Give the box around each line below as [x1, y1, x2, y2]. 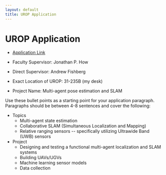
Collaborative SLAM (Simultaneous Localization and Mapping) [19, 123, 147, 129]
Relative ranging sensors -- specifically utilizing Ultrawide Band [19, 128, 150, 134]
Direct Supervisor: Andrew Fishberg [12, 69, 86, 75]
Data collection [19, 165, 51, 171]
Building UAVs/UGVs [19, 155, 62, 161]
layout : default [5, 7, 39, 12]
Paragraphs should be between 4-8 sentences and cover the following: [5, 103, 151, 109]
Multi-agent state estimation [19, 117, 78, 124]
